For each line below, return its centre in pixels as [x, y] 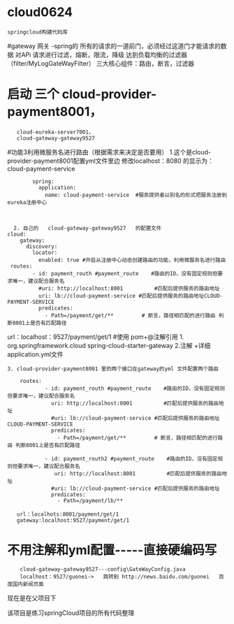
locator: [45, 252]
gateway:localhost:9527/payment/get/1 [73, 520]
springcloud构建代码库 [38, 32]
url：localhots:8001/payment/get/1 [68, 514]
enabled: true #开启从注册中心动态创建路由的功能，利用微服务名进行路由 [132, 260]
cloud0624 [40, 12]
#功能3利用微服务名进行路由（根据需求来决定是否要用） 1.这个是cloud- [109, 152]
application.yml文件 [35, 354]
